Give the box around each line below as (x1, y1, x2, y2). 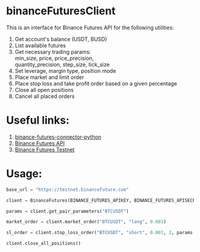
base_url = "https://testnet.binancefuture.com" (6, 186, 129, 192)
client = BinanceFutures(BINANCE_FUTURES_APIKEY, (6, 197, 132, 204)
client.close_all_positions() (6, 241, 82, 247)
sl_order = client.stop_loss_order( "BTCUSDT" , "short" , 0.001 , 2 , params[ (6, 230, 196, 236)
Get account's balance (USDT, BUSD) (14, 35, 107, 42)
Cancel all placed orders (14, 93, 75, 100)
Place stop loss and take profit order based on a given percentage (14, 79, 177, 87)
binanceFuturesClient (6, 4, 116, 18)
